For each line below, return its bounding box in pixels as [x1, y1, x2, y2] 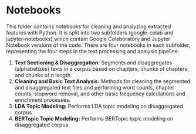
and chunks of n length [14, 71, 71, 78]
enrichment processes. [14, 96, 71, 103]
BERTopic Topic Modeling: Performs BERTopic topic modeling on [14, 115, 174, 122]
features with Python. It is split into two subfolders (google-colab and [6, 29, 174, 36]
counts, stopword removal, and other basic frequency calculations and [14, 90, 186, 97]
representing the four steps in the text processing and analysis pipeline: [6, 47, 180, 54]
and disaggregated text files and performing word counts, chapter [14, 84, 175, 91]
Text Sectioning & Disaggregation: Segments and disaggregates [14, 59, 173, 66]
